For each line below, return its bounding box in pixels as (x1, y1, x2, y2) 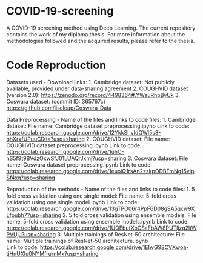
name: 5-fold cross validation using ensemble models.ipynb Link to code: (6, 218, 189, 225)
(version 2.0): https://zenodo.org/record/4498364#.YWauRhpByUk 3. (6, 91, 181, 98)
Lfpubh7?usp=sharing (6, 211, 62, 219)
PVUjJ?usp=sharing (6, 230, 56, 238)
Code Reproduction (6, 59, 107, 72)
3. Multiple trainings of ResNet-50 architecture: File (57, 230, 185, 238)
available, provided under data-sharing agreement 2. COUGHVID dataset (6, 85, 188, 92)
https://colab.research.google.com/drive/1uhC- (6, 148, 124, 155)
